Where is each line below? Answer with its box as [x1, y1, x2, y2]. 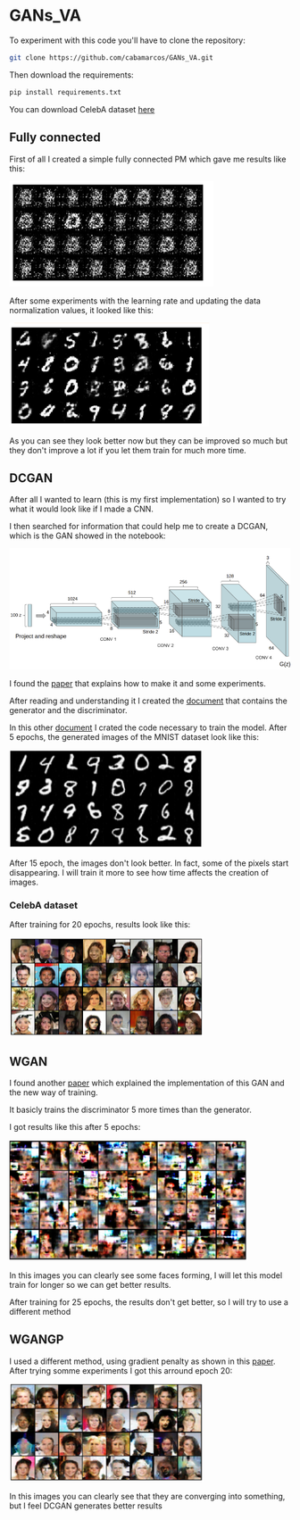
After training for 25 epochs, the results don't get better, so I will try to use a [9, 1296, 288, 1308]
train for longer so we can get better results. [9, 1279, 171, 1290]
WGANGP [9, 1332, 64, 1348]
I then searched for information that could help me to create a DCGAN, [9, 521, 269, 532]
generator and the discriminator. [9, 704, 128, 715]
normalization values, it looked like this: [9, 304, 154, 315]
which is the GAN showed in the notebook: [9, 530, 166, 541]
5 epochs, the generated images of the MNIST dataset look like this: [9, 731, 260, 742]
